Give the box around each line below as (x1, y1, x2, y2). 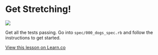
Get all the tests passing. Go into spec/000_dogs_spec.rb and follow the (5, 29, 153, 35)
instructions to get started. (5, 34, 61, 40)
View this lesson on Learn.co (5, 44, 66, 50)
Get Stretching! (5, 3, 71, 15)
